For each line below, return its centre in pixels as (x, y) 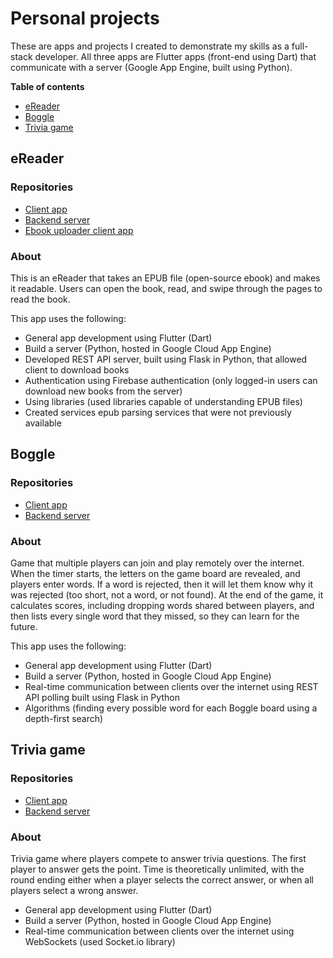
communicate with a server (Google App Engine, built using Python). (151, 67)
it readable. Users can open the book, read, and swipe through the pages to (166, 288)
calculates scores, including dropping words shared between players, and (162, 605)
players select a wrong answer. (74, 890)
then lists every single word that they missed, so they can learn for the (155, 616)
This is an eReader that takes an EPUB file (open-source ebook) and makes (165, 278)
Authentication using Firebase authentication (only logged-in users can (171, 380)
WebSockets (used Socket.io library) (100, 941)
